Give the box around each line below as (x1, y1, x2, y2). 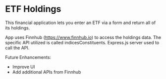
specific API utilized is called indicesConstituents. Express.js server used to (5, 39, 160, 45)
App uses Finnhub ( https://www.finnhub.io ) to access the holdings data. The (5, 34, 162, 40)
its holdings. (5, 25, 30, 30)
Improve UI (12, 64, 35, 70)
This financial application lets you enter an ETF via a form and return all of (5, 20, 156, 26)
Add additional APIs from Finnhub (12, 69, 81, 75)
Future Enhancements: (5, 54, 51, 60)
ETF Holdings (5, 3, 61, 15)
